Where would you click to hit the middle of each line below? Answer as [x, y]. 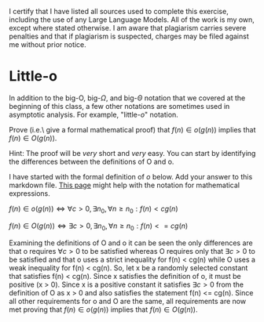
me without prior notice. [48, 45]
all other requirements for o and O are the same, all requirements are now [128, 301]
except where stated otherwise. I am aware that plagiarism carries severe [128, 28]
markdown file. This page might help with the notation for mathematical [125, 185]
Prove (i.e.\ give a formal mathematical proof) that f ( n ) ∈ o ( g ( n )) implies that [132, 129]
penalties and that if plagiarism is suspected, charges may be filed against [129, 36]
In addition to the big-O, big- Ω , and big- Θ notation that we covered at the [127, 98]
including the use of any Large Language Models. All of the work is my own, [132, 20]
